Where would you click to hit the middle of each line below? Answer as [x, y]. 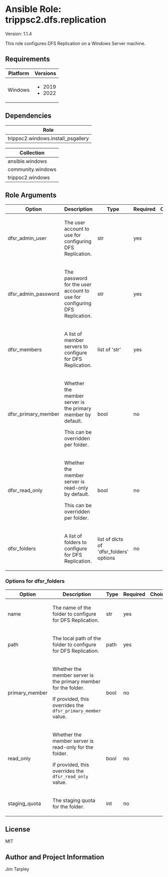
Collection [32, 153]
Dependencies [28, 116]
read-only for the [73, 747]
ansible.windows [27, 161]
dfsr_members [25, 350]
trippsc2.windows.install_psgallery [48, 138]
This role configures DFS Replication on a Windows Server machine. [75, 43]
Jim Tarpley [17, 869]
